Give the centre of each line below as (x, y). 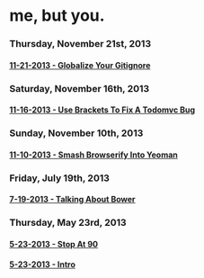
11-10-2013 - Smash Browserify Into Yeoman (93, 155)
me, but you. (57, 16)
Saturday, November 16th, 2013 (80, 88)
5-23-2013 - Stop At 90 (54, 244)
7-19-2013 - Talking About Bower (73, 200)
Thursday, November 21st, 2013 (80, 44)
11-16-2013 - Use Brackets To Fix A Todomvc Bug (102, 110)
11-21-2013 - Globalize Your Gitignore (80, 65)
